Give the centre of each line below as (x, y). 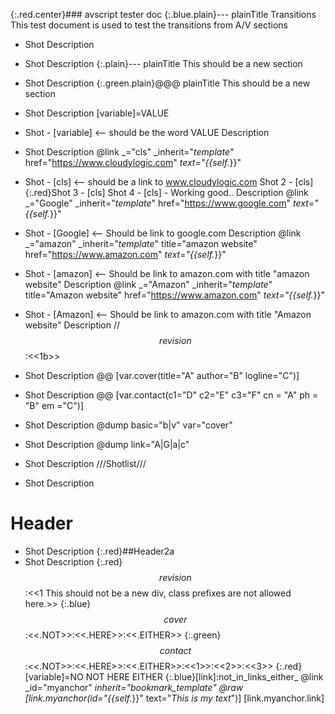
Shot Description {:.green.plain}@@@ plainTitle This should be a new (167, 83)
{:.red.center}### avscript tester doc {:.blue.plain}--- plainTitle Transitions (163, 14)
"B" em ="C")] (54, 405)
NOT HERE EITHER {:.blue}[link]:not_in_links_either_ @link (204, 676)
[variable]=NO (54, 676)
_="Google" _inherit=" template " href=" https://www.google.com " (158, 203)
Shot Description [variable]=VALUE (97, 113)
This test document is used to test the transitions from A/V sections (149, 25)
